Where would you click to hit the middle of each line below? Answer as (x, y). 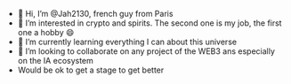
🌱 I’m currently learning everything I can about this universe (127, 42)
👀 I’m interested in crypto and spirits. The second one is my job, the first (150, 23)
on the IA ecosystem (55, 61)
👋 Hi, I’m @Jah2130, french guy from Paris (95, 14)
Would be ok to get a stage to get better (91, 70)
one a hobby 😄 (46, 32)
